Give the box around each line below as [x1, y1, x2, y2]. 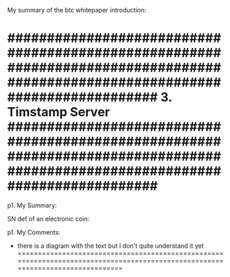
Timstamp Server [7, 104, 110, 120]
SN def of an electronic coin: [7, 214, 90, 223]
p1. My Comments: [7, 228, 61, 236]
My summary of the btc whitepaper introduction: [7, 6, 146, 14]
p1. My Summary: [7, 201, 57, 209]
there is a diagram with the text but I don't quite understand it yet [17, 242, 204, 250]
